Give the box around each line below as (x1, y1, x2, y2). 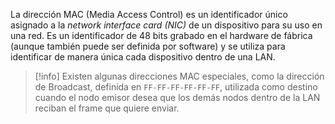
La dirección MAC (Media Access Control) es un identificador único (10, 9, 288, 20)
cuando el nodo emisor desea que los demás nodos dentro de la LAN (34, 92, 321, 103)
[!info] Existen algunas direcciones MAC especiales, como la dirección (34, 70, 325, 82)
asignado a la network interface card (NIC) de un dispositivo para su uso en (10, 19, 323, 31)
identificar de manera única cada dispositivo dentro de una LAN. (10, 51, 276, 63)
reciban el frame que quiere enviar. (34, 102, 180, 114)
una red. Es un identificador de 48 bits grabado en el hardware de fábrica (10, 30, 313, 41)
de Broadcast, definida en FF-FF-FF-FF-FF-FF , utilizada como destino (34, 81, 318, 93)
